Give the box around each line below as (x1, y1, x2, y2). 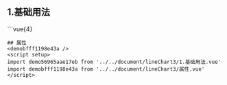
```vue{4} (7, 24, 33, 33)
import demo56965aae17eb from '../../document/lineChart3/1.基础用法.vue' (7, 58, 222, 65)
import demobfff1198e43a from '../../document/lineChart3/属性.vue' (7, 65, 205, 73)
